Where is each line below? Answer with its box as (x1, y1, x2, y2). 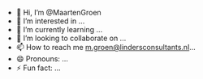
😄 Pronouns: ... (15, 54, 69, 64)
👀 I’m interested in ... (15, 16, 85, 26)
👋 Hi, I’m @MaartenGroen (15, 8, 101, 17)
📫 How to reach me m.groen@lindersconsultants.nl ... (15, 43, 197, 52)
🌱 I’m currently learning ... (15, 25, 103, 34)
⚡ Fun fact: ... (15, 63, 61, 73)
